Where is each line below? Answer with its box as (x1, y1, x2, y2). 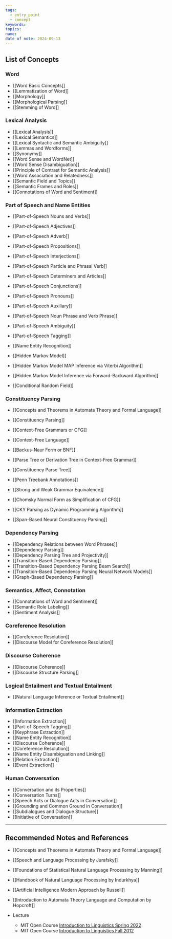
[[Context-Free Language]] (12, 437, 70, 443)
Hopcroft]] (12, 903, 35, 909)
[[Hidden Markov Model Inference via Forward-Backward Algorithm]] (12, 373, 159, 379)
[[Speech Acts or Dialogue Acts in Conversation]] (12, 797, 117, 803)
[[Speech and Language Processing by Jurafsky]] (12, 857, 118, 863)
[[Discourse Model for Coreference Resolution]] (12, 639, 114, 646)
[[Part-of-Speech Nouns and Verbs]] (12, 213, 91, 219)
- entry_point (10, 12, 40, 17)
